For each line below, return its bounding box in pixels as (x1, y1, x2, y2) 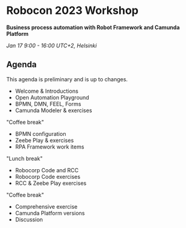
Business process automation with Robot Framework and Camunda (6, 24, 181, 31)
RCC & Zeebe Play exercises (15, 179, 87, 187)
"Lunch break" (6, 155, 43, 162)
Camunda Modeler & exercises (15, 107, 92, 114)
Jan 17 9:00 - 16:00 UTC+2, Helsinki (6, 42, 97, 49)
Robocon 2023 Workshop (6, 4, 139, 18)
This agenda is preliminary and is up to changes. (6, 75, 128, 82)
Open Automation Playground (15, 93, 89, 101)
